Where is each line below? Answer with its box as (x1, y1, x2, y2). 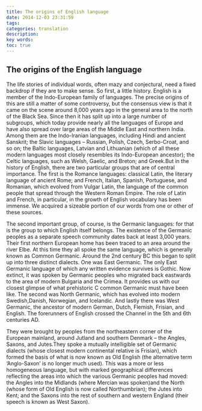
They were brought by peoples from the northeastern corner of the (6, 327, 173, 335)
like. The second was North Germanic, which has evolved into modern (6, 290, 180, 298)
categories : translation (6, 25, 69, 32)
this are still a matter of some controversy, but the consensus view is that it (6, 100, 192, 107)
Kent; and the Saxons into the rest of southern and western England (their (6, 392, 189, 399)
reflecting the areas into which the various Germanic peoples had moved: (6, 372, 188, 380)
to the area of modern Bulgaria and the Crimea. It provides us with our (6, 277, 180, 285)
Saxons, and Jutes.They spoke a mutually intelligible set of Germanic (6, 341, 177, 348)
